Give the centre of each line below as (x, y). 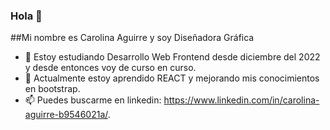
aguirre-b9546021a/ (66, 115)
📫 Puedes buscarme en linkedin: (93, 100)
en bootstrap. (52, 89)
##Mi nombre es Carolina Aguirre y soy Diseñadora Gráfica (132, 38)
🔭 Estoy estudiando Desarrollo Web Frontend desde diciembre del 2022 (172, 57)
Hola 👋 (26, 16)
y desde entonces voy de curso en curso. (110, 68)
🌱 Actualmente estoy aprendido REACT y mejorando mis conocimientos (172, 78)
